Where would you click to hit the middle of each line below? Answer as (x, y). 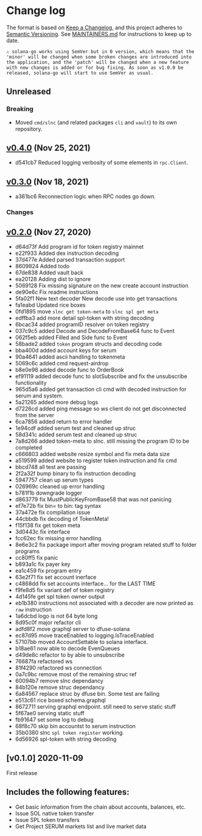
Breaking (20, 109)
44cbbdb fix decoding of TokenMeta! (62, 518)
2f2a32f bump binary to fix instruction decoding (75, 473)
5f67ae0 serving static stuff (50, 713)
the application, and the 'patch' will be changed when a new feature (98, 62)
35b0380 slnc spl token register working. (70, 732)
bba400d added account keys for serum (66, 350)
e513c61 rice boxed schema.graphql (60, 700)
